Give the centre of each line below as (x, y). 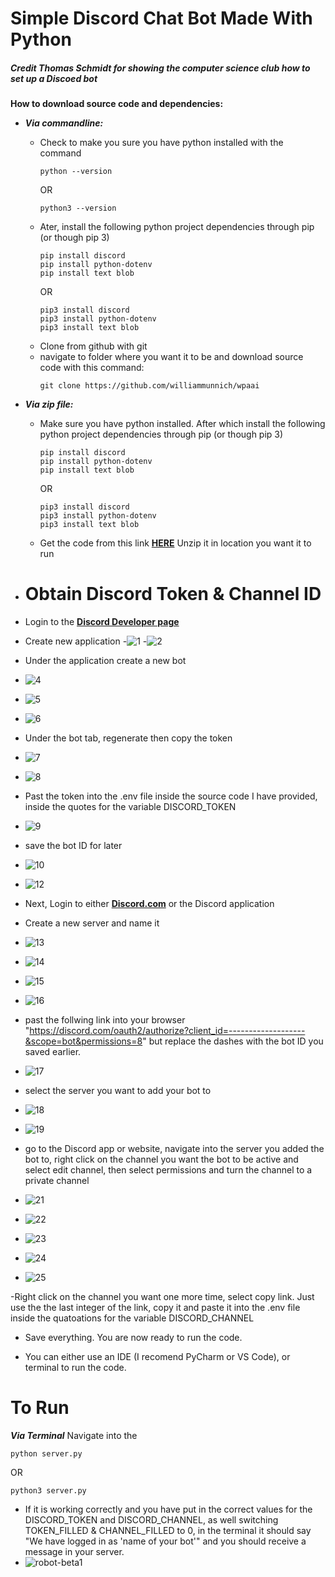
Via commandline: (64, 123)
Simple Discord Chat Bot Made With (161, 18)
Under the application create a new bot (105, 661)
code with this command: (92, 368)
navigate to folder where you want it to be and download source (171, 357)
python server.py (46, 1454)
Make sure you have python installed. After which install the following (182, 424)
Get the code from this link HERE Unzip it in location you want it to (175, 543)
